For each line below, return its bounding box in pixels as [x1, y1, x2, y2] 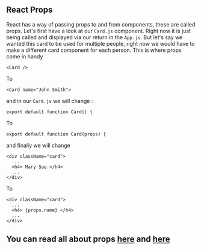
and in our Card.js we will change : [6, 97, 93, 104]
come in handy [6, 52, 43, 60]
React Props [6, 5, 53, 15]
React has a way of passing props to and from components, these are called [6, 20, 196, 28]
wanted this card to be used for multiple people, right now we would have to [6, 40, 195, 47]
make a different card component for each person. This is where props [6, 46, 182, 54]
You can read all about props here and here [6, 234, 170, 245]
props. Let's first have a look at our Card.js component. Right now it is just [6, 27, 191, 34]
